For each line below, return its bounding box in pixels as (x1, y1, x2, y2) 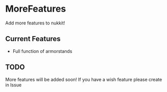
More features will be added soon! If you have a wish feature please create (5, 76, 162, 82)
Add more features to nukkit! (5, 20, 65, 26)
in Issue (5, 82, 22, 88)
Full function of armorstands (12, 48, 72, 54)
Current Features (5, 35, 61, 43)
